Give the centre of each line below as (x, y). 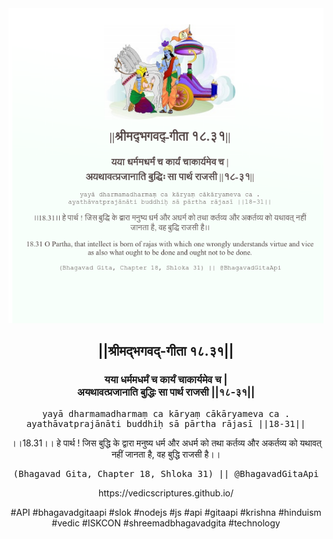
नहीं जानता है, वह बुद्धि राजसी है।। (166, 454)
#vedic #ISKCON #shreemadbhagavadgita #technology (166, 523)
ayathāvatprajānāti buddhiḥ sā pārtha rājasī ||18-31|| (166, 423)
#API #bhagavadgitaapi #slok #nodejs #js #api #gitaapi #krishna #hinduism (166, 512)
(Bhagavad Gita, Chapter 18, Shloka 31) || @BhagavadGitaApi (166, 473)
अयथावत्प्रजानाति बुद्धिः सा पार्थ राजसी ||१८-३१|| (166, 392)
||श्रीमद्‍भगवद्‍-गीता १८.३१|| (166, 351)
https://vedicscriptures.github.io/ (166, 493)
